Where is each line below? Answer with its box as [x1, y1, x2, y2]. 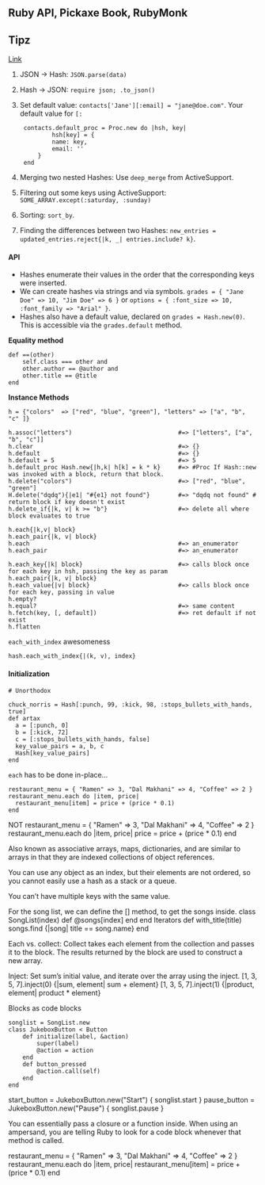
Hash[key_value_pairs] [15, 749, 90, 757]
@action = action [36, 1046, 93, 1054]
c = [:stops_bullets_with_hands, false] [15, 735, 150, 743]
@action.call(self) [36, 1067, 101, 1075]
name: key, [51, 138, 88, 146]
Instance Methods [8, 392, 70, 403]
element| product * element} [8, 988, 101, 997]
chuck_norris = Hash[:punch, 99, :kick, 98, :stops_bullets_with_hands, [8, 701, 253, 709]
